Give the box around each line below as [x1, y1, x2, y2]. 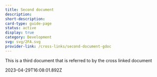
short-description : [5, 16, 45, 21]
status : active [5, 26, 37, 31]
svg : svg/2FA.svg [5, 39, 41, 44]
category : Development [5, 35, 52, 40]
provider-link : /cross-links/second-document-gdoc [5, 44, 112, 49]
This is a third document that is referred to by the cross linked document [5, 57, 152, 63]
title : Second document [5, 7, 54, 12]
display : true [5, 30, 35, 35]
